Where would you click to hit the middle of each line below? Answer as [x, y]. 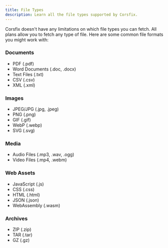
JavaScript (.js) [28, 184]
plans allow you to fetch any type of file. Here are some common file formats [84, 34]
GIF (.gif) [22, 120]
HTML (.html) [26, 195]
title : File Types [24, 10]
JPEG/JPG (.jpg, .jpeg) [36, 109]
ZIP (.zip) [22, 229]
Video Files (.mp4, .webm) [40, 160]
